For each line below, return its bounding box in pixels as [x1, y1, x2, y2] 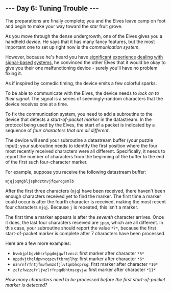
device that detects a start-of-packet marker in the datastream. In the [5, 116, 152, 122]
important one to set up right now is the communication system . [5, 44, 140, 50]
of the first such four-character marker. [5, 159, 88, 165]
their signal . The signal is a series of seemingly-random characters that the [5, 95, 163, 101]
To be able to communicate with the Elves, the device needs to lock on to [5, 90, 159, 96]
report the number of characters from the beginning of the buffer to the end [5, 153, 164, 159]
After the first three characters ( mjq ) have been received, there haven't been [5, 187, 165, 194]
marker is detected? [5, 282, 47, 288]
